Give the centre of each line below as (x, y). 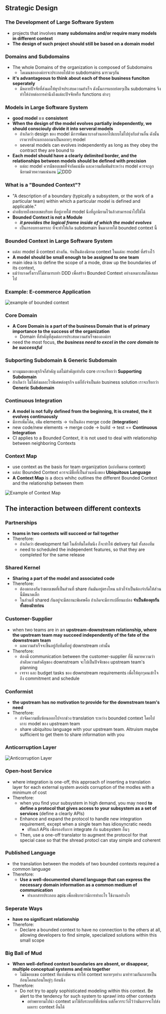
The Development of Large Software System (59, 22)
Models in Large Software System (47, 107)
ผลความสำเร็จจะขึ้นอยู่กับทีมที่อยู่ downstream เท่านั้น (65, 645)
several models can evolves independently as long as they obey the (89, 145)
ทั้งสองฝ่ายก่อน (32, 606)
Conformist (19, 691)
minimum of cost (29, 792)
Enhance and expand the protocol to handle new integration (81, 819)
